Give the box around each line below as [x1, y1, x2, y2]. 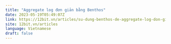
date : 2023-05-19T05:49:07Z [5, 12, 65, 17]
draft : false [5, 31, 33, 36]
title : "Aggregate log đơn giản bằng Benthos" [5, 7, 106, 13]
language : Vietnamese [5, 26, 51, 31]
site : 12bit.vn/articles [5, 21, 58, 27]
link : [5, 17, 17, 22]
